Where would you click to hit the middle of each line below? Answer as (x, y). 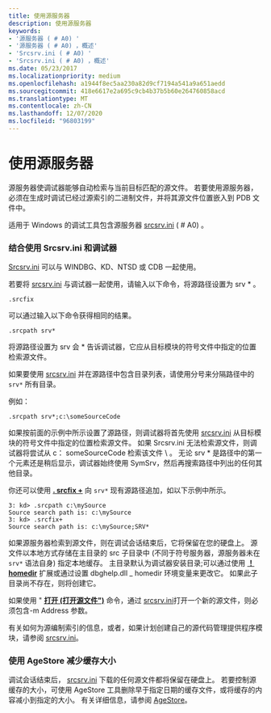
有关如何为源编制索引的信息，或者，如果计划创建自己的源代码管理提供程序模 (135, 628)
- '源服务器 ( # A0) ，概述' (53, 46)
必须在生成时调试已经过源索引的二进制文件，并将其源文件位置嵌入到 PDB (130, 197)
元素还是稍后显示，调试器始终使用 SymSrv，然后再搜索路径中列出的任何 (135, 463)
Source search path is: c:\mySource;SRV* (79, 527)
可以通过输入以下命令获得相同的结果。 (72, 315)
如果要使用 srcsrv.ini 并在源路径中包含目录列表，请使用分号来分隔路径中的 (131, 374)
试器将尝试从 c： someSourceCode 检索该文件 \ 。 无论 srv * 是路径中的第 (132, 453)
